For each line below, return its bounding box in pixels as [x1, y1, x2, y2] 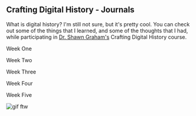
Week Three [6, 68, 36, 75]
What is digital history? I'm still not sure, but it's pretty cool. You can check [6, 20, 190, 28]
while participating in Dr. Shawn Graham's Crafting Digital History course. [6, 33, 187, 41]
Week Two [6, 56, 32, 63]
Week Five [6, 91, 32, 98]
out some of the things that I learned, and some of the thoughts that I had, [6, 27, 188, 34]
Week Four [6, 80, 33, 87]
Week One [6, 45, 32, 52]
